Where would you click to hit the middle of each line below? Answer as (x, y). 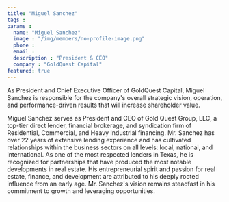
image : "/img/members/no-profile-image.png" (79, 39)
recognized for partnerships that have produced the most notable (99, 162)
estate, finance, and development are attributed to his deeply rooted (103, 176)
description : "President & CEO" (61, 58)
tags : (16, 20)
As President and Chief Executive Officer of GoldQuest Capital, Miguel (106, 90)
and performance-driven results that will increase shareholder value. (104, 105)
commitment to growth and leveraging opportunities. (81, 191)
